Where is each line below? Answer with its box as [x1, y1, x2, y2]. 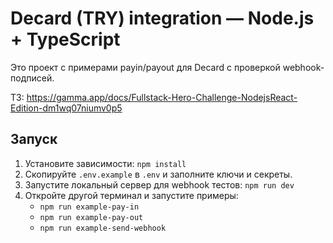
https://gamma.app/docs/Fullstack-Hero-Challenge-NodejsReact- [26, 91, 298, 103]
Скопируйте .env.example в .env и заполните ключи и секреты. [24, 168, 293, 180]
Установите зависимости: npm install [24, 157, 187, 169]
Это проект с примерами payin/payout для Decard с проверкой [10, 61, 281, 73]
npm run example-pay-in [39, 202, 140, 212]
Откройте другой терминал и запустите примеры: [24, 189, 239, 201]
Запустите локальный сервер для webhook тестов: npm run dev [24, 178, 295, 191]
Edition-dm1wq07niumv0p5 [10, 102, 123, 114]
